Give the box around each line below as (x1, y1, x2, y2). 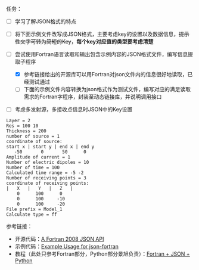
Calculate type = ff (6, 212, 58, 218)
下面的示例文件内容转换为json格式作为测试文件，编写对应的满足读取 (23, 86, 191, 93)
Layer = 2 (6, 118, 31, 124)
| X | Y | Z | (6, 185, 73, 192)
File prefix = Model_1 (6, 206, 63, 213)
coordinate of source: (6, 139, 63, 145)
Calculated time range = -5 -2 (6, 170, 84, 176)
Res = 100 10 (6, 123, 39, 129)
